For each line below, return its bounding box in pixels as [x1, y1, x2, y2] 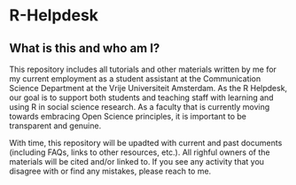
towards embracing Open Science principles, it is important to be [9, 112, 246, 121]
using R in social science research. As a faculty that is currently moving [9, 102, 270, 112]
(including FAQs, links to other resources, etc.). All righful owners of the [9, 147, 270, 158]
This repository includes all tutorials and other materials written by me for [9, 64, 277, 74]
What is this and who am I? [9, 41, 160, 56]
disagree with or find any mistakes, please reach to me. [9, 166, 212, 176]
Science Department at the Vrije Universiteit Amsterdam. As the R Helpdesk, [9, 83, 288, 93]
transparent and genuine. [9, 120, 102, 131]
